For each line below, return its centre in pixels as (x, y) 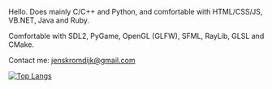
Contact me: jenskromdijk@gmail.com (72, 60)
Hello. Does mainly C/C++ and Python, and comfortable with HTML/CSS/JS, (136, 12)
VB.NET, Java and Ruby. (49, 20)
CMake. (22, 44)
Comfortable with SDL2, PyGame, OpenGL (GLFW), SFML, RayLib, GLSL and (136, 36)
